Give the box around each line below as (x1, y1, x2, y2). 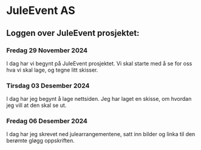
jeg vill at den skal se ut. (6, 101, 67, 109)
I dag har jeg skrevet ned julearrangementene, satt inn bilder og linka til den (6, 131, 196, 138)
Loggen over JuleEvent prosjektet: (6, 28, 140, 38)
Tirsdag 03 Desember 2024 (6, 81, 90, 90)
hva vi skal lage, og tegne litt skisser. (6, 66, 98, 73)
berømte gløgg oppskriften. (6, 137, 75, 145)
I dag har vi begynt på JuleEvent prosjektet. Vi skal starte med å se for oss (6, 60, 192, 67)
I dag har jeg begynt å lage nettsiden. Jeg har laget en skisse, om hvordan (6, 95, 192, 103)
